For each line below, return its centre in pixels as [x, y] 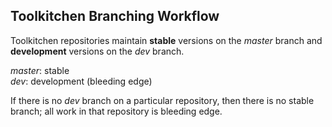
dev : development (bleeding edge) [81, 81]
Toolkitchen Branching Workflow [115, 16]
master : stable [40, 70]
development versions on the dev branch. [97, 51]
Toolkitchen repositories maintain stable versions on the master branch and [166, 40]
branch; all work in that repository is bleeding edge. [116, 111]
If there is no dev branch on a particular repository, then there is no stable [162, 100]
